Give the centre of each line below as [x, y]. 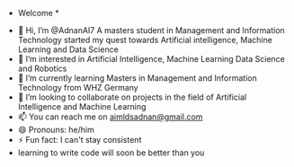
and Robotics [42, 68]
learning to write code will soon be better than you [111, 153]
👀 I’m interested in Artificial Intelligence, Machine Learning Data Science [151, 59]
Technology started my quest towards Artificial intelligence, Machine [145, 40]
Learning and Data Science [68, 49]
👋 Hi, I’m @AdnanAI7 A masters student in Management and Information [151, 30]
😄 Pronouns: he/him [56, 130]
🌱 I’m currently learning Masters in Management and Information [138, 78]
